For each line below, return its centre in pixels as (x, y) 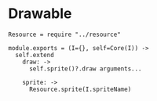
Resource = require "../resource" (65, 34)
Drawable (40, 14)
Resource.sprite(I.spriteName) (80, 89)
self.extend (35, 55)
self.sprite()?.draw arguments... (86, 69)
